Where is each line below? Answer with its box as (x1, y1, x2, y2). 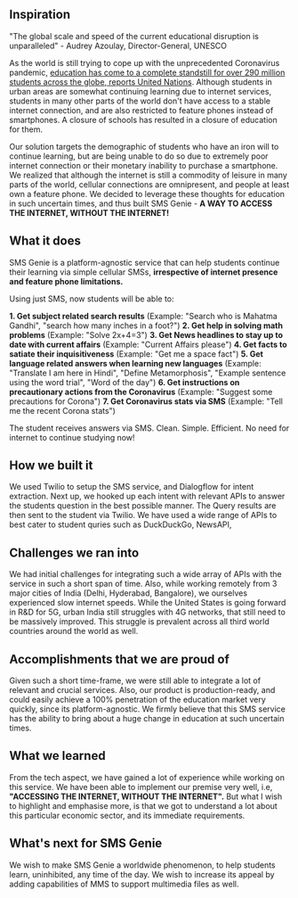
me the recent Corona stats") (9, 405, 116, 416)
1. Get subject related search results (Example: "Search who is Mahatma (9, 310, 278, 321)
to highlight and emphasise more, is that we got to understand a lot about (9, 800, 278, 811)
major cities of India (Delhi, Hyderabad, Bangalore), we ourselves (9, 588, 247, 598)
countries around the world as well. (9, 626, 139, 637)
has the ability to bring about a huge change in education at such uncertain (9, 713, 285, 724)
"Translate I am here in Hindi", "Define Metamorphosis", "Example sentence (9, 367, 286, 378)
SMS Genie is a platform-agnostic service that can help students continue (9, 257, 280, 268)
